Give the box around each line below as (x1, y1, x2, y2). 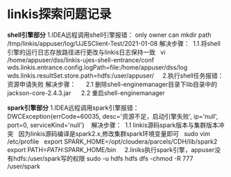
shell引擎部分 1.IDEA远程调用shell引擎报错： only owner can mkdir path (7, 31, 212, 39)
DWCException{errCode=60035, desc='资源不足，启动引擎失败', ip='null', (7, 112, 219, 120)
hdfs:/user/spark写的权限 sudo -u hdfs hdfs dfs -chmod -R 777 (12, 154, 194, 162)
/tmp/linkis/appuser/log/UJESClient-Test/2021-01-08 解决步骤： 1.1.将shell (7, 39, 221, 47)
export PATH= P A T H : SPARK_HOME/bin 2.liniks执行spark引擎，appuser (7, 145, 215, 153)
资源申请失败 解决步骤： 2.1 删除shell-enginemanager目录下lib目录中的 (7, 80, 218, 88)
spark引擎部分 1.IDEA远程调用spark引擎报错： (7, 103, 139, 112)
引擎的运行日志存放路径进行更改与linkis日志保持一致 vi (7, 48, 166, 56)
